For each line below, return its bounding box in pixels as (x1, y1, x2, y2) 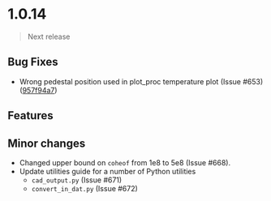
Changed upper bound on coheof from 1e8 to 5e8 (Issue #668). (19, 157, 231, 167)
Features (7, 109, 54, 122)
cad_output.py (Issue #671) (31, 175, 123, 185)
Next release (27, 32, 71, 41)
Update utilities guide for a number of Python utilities (19, 166, 196, 176)
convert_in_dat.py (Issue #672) (31, 183, 139, 193)
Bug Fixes (7, 55, 58, 69)
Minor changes (7, 136, 86, 150)
